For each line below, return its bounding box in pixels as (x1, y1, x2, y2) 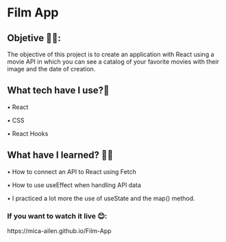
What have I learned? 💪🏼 (7, 149, 114, 161)
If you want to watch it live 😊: (7, 211, 108, 221)
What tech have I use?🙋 (7, 84, 110, 97)
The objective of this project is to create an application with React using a (7, 50, 214, 58)
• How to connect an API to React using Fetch (7, 167, 137, 176)
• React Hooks (7, 129, 49, 138)
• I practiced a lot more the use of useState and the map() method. (7, 194, 195, 202)
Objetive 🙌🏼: (7, 32, 62, 44)
